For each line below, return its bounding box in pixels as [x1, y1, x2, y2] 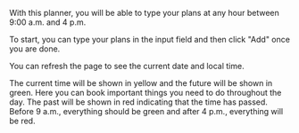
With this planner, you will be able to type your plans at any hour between [9, 8, 279, 18]
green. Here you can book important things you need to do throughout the [9, 88, 282, 98]
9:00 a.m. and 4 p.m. [9, 17, 87, 27]
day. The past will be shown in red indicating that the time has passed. [9, 97, 268, 107]
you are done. [9, 43, 61, 54]
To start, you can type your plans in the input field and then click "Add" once [9, 35, 290, 44]
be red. [9, 115, 36, 126]
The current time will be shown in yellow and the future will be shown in [9, 78, 273, 88]
